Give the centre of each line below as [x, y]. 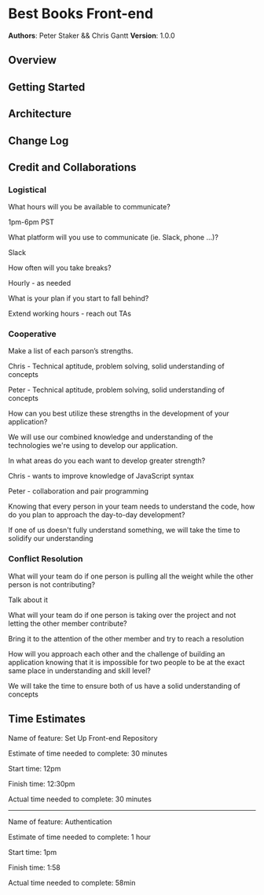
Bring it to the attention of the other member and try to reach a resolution [126, 638]
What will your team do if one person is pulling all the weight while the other [131, 576]
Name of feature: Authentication [60, 821]
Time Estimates [47, 719]
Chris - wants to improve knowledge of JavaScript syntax [101, 476]
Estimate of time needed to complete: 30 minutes [88, 753]
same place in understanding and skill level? [80, 671]
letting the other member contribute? [68, 623]
